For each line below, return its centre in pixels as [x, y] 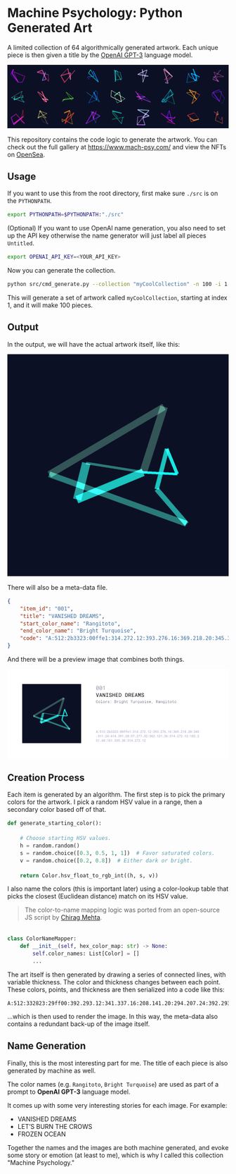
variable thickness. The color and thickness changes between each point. [114, 982]
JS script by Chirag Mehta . [63, 917]
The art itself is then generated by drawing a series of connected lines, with [117, 975]
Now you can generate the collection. [61, 271]
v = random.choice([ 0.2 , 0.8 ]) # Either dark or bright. [106, 860]
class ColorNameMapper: [42, 939]
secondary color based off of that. [57, 810]
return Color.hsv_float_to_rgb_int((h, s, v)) [89, 875]
